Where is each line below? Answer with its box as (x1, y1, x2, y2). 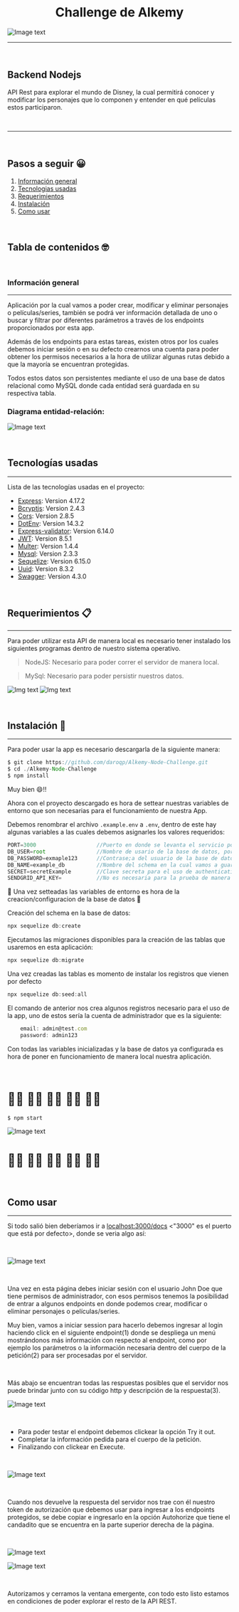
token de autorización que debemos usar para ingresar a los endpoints (7, 1505, 215, 1514)
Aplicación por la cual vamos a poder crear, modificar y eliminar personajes (7, 300, 229, 309)
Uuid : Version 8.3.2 (17, 564, 75, 573)
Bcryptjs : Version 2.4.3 (17, 504, 85, 512)
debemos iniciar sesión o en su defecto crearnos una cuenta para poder (7, 344, 219, 353)
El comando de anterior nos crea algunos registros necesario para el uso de (7, 1004, 230, 1012)
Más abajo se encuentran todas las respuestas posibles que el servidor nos (7, 1379, 229, 1387)
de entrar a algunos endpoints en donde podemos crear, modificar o (7, 1300, 208, 1308)
